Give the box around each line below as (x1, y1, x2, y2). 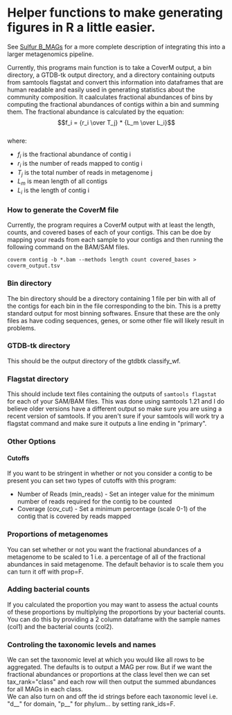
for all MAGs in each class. (7, 685, 83, 694)
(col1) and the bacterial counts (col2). (7, 622, 114, 630)
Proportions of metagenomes (7, 529, 109, 539)
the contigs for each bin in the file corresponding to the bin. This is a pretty (7, 302, 222, 310)
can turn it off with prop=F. (7, 567, 84, 576)
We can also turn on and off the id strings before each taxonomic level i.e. (7, 692, 218, 701)
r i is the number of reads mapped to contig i (17, 159, 143, 169)
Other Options (7, 437, 56, 447)
